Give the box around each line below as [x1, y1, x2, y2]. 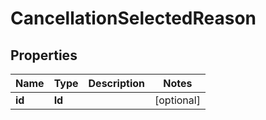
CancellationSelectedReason [10, 7, 257, 30]
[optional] [154, 93, 201, 107]
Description [88, 77, 145, 90]
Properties [10, 47, 78, 64]
